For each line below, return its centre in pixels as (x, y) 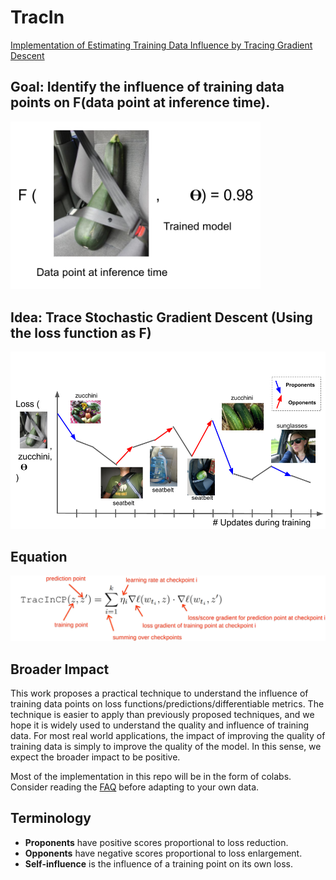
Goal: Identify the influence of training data (147, 87)
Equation (39, 556)
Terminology (51, 818)
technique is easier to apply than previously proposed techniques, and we (162, 715)
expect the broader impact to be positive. (95, 757)
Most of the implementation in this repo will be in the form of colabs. (151, 777)
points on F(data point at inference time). (140, 102)
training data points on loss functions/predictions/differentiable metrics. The (167, 704)
